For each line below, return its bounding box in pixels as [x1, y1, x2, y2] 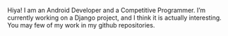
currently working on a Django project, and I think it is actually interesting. [7, 13, 222, 22]
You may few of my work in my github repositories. [7, 21, 155, 29]
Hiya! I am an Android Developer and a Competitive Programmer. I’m [7, 6, 206, 14]
